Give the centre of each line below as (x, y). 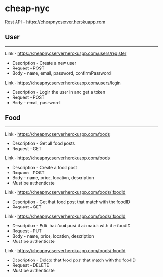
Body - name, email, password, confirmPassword (61, 73)
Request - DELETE (31, 265)
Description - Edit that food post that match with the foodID (71, 225)
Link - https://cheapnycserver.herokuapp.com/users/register (66, 53)
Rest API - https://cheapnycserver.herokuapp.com (55, 22)
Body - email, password (36, 102)
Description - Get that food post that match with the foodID (71, 202)
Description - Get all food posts (43, 143)
